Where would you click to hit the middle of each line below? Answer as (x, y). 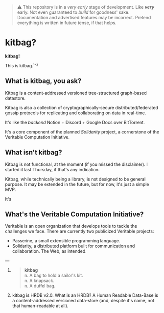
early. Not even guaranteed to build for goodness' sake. (73, 12)
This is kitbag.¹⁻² (22, 65)
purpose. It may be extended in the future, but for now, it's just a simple (77, 184)
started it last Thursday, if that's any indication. (52, 169)
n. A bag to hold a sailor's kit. (54, 275)
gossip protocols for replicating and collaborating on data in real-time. (76, 113)
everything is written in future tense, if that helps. (67, 23)
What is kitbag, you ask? (43, 81)
